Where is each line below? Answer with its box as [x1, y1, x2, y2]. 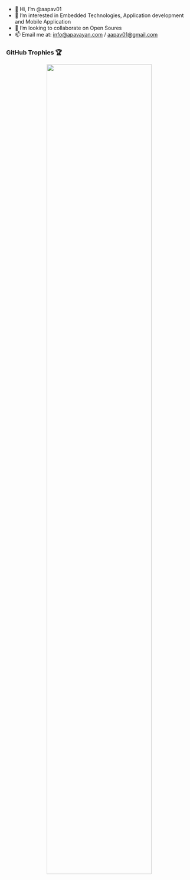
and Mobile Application [14, 18, 71, 25]
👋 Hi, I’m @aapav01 [14, 6, 62, 12]
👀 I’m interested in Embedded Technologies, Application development [14, 12, 184, 19]
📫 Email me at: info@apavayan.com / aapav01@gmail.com [14, 31, 158, 38]
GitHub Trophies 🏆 [6, 48, 63, 56]
